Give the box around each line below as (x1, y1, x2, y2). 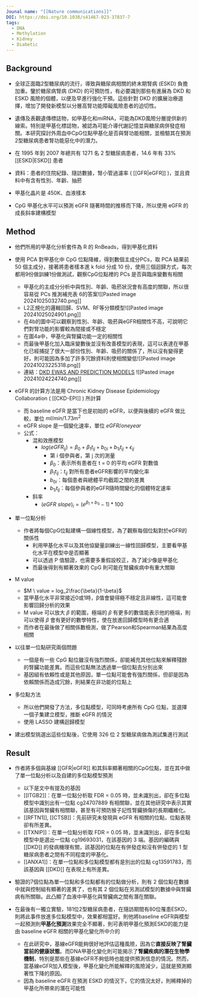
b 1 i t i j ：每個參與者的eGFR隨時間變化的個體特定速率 (49, 485, 171, 493)
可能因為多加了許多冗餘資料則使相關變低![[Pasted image (39, 355, 176, 362)
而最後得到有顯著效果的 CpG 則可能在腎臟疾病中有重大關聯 (32, 564, 176, 571)
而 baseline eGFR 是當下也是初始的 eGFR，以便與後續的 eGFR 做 (23, 407, 181, 414)
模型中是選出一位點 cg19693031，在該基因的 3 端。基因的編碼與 (23, 836, 180, 843)
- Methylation (11, 31, 46, 37)
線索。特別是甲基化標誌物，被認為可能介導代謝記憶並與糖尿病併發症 (14, 122, 180, 129)
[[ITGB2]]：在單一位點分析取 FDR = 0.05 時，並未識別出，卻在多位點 (23, 792, 190, 799)
